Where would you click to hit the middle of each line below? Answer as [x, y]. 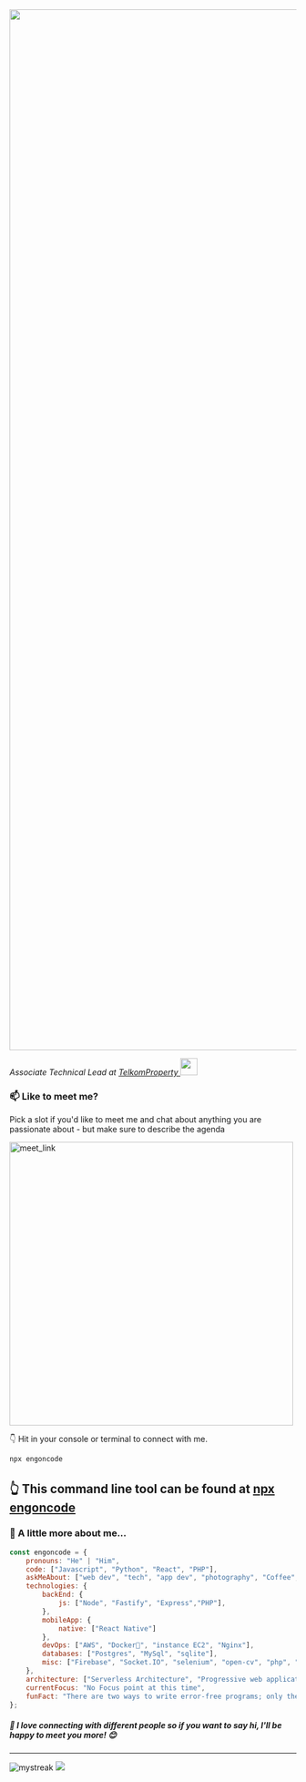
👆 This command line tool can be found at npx [142, 1489]
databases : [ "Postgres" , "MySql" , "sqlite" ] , [130, 1654]
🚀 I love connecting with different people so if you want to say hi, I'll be [146, 1726]
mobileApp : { [67, 1620]
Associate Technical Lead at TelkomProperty [94, 1072]
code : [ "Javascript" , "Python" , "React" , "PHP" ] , [122, 1569]
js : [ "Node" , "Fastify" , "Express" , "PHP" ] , [142, 1603]
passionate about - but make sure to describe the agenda [117, 1130]
